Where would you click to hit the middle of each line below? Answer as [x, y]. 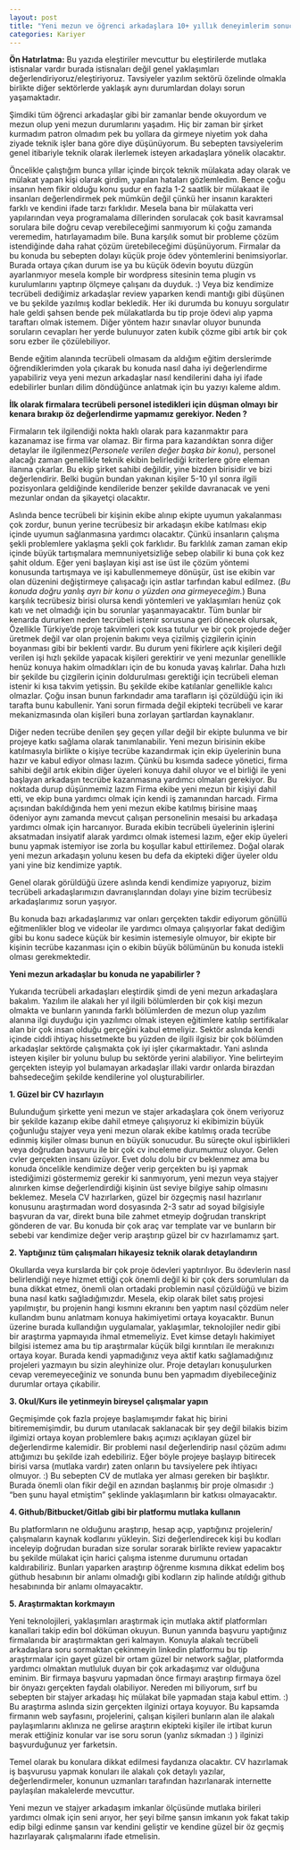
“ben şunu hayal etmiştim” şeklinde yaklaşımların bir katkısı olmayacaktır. [143, 1495]
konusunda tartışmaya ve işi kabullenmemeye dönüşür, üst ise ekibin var [142, 573]
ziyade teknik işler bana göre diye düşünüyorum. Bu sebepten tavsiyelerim [146, 143]
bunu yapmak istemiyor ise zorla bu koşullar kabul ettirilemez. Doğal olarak [147, 846]
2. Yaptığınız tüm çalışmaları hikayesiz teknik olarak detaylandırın [133, 1252]
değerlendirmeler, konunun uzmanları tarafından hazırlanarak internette [141, 1781]
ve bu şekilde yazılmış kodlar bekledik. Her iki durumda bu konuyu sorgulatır [150, 303]
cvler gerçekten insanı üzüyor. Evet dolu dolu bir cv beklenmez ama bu [139, 1159]
